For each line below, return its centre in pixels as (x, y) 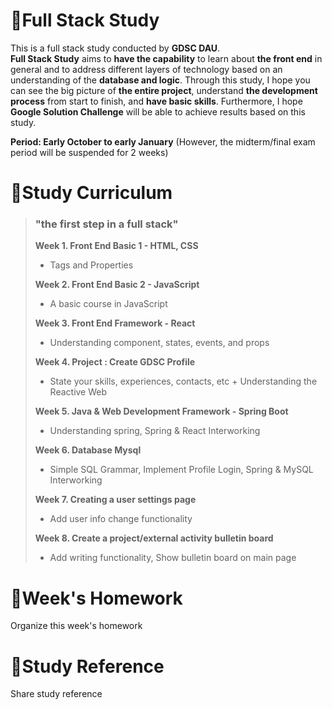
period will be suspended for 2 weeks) (89, 152)
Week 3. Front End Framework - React (115, 323)
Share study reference (56, 694)
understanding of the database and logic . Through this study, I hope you (160, 80)
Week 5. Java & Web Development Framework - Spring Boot (161, 411)
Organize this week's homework (76, 626)
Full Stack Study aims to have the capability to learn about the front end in (166, 58)
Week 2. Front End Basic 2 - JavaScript (117, 285)
